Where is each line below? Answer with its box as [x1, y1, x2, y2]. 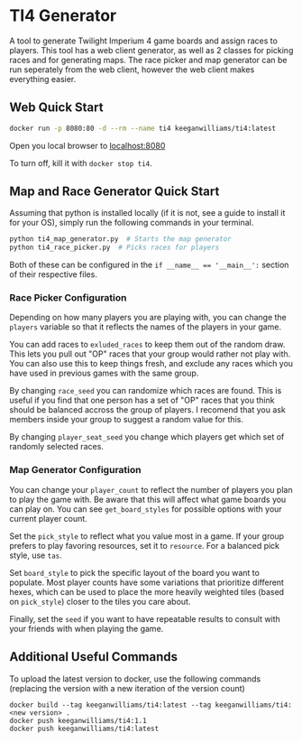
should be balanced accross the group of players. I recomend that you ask [9, 404, 286, 415]
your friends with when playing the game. [9, 623, 164, 634]
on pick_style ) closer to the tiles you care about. [9, 596, 191, 607]
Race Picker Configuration [9, 292, 127, 304]
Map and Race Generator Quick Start [9, 184, 220, 199]
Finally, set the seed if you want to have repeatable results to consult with [9, 613, 281, 624]
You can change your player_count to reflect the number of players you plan [9, 484, 293, 495]
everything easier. [9, 73, 77, 84]
